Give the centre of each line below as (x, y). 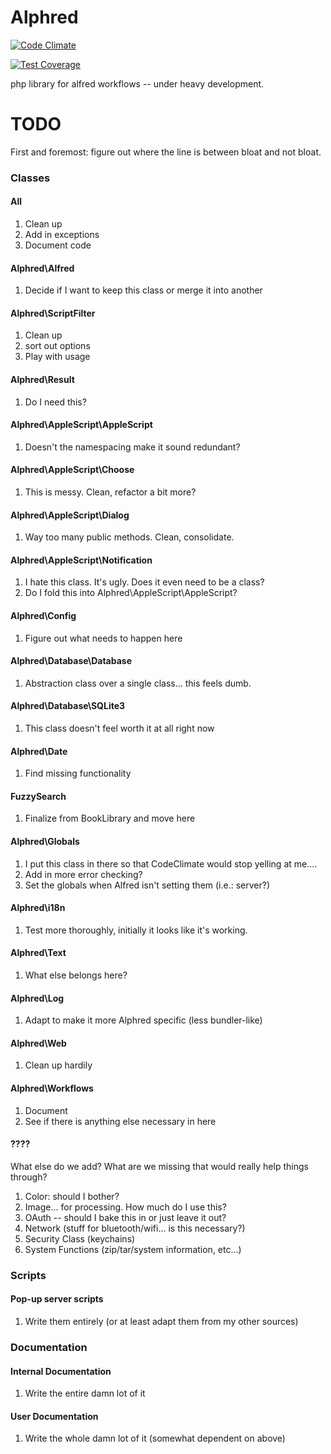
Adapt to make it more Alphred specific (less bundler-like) (143, 1020)
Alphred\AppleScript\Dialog (70, 515)
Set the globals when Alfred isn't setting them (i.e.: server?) (147, 885)
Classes (30, 178)
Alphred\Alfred (42, 268)
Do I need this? (55, 402)
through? (29, 1177)
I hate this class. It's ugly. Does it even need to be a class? (144, 582)
